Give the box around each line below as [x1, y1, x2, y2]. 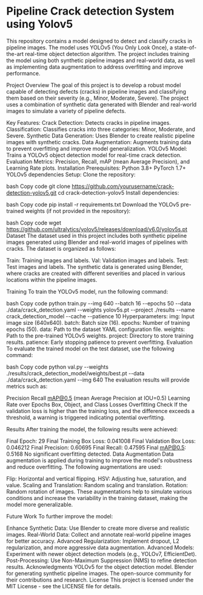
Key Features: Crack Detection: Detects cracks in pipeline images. [6, 119, 171, 126]
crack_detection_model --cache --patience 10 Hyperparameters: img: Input [6, 312, 195, 320]
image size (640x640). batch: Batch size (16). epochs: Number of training [6, 319, 190, 326]
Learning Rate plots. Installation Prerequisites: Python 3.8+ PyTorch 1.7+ [6, 164, 187, 172]
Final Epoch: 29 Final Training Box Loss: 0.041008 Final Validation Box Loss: [6, 437, 196, 445]
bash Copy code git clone [6, 183, 71, 190]
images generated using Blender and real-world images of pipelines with [6, 238, 188, 246]
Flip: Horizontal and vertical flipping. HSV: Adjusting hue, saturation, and [6, 475, 187, 482]
